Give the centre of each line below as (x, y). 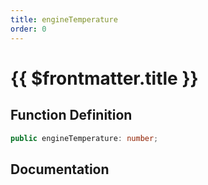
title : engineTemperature (64, 19)
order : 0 (28, 29)
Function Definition (71, 115)
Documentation (60, 169)
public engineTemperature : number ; (84, 138)
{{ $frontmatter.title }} (104, 78)
